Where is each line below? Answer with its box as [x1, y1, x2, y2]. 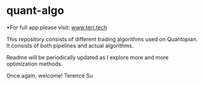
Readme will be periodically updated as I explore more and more [6, 53, 169, 61]
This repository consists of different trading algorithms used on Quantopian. [6, 35, 198, 42]
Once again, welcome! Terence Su [6, 72, 93, 79]
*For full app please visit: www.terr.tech [6, 24, 107, 31]
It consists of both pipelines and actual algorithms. [6, 42, 134, 49]
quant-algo [6, 4, 64, 18]
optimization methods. [6, 60, 63, 67]
